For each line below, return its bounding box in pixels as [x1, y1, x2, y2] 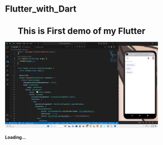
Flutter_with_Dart [5, 3, 77, 15]
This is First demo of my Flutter [17, 26, 146, 37]
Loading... [5, 134, 26, 140]
